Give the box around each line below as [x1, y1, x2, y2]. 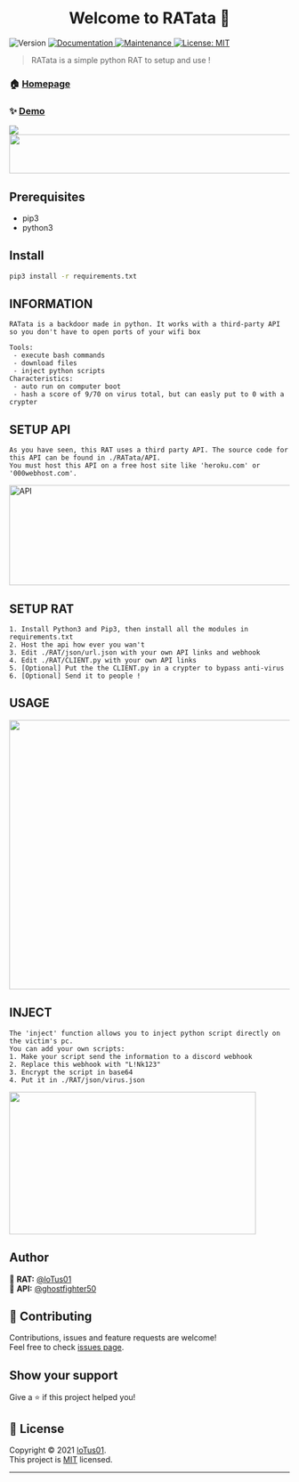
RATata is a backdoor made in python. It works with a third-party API [9, 320, 280, 329]
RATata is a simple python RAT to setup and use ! [30, 54, 211, 65]
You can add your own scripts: [9, 1044, 125, 1054]
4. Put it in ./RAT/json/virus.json [9, 1075, 145, 1085]
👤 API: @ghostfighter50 [9, 1282, 97, 1294]
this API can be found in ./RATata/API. [9, 453, 162, 462]
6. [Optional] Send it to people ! [9, 672, 141, 680]
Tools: [9, 343, 34, 353]
